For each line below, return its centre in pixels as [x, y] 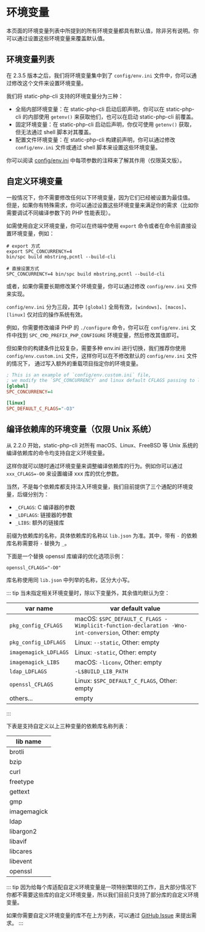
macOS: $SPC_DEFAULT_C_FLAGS [118, 619]
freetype [22, 781]
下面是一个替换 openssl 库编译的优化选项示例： [66, 556]
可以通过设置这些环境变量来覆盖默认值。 [57, 38]
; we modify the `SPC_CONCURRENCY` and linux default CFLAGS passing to [101, 381]
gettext [20, 791]
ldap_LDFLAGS [28, 671]
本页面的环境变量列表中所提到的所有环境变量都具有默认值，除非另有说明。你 [103, 31]
